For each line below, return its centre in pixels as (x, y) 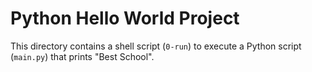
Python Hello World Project (125, 18)
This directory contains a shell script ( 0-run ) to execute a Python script (156, 46)
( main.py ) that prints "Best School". (82, 56)
